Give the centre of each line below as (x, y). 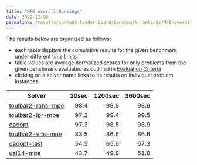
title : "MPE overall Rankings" (44, 11)
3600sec (138, 96)
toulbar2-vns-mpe (36, 134)
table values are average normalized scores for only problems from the (100, 63)
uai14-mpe (25, 153)
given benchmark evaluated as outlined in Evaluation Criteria (88, 69)
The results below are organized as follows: (59, 39)
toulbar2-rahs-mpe (37, 106)
